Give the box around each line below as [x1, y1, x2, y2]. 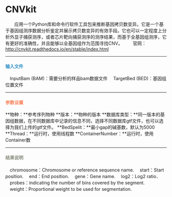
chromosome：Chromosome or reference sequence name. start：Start [9, 167, 164, 173]
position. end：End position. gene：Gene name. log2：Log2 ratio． [5, 173, 161, 179]
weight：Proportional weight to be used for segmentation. [9, 186, 132, 192]
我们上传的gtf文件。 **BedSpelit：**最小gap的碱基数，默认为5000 [14, 124, 155, 131]
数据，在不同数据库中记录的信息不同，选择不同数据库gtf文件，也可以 [14, 118, 160, 124]
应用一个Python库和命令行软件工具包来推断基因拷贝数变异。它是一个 [14, 21, 160, 27]
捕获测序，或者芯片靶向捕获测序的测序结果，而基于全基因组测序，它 [23, 34, 167, 40]
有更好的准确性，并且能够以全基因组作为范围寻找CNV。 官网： [5, 40, 147, 46]
